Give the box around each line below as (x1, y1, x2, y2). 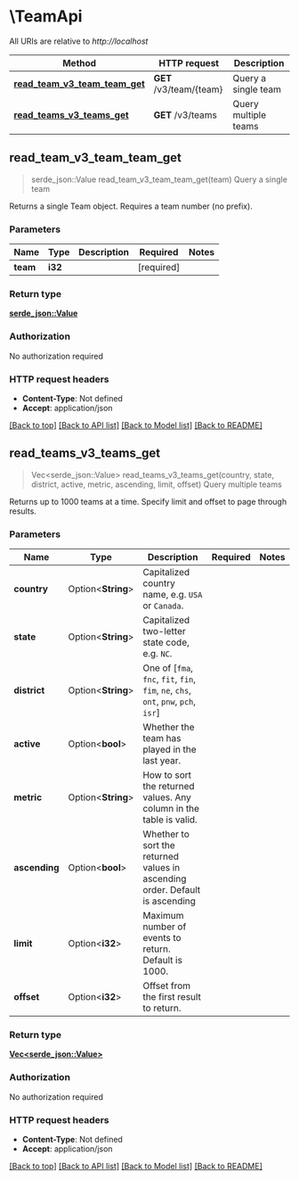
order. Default (141, 884, 201, 896)
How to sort (141, 769, 192, 781)
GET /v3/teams (153, 109, 218, 121)
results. (9, 506, 37, 516)
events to (141, 932, 182, 945)
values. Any (141, 791, 191, 804)
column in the (141, 803, 200, 815)
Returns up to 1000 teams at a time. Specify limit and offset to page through (9, 496, 287, 507)
